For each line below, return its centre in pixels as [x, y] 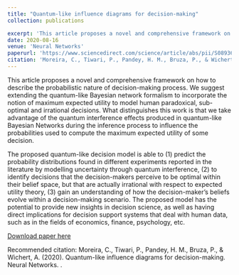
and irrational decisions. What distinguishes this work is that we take [131, 110]
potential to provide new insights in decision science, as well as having [111, 207]
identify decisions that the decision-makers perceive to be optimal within [114, 177]
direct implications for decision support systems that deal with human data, [118, 215]
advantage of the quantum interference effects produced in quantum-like [115, 117]
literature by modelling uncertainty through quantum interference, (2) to [112, 169]
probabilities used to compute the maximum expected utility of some [108, 133]
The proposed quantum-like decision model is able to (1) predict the [107, 154]
